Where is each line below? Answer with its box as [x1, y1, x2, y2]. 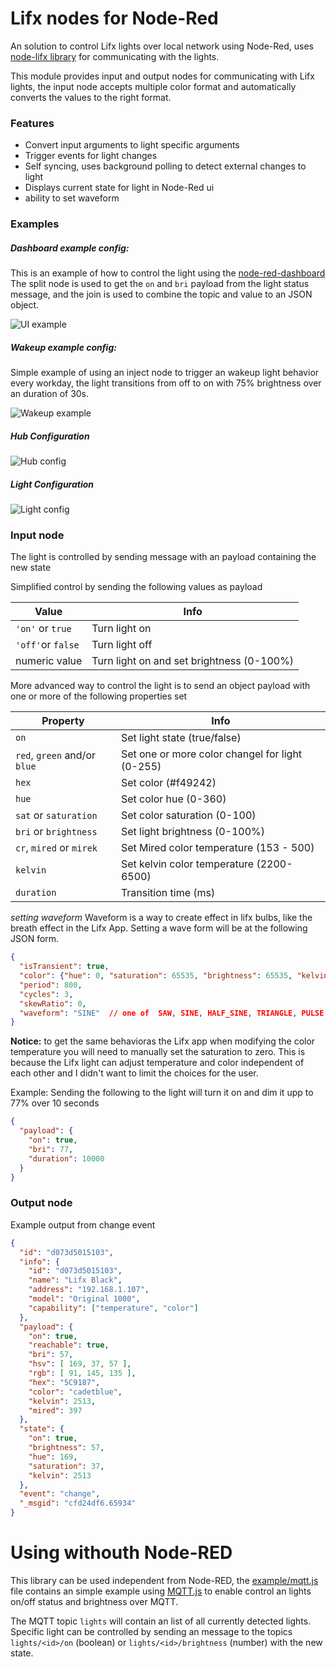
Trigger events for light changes [24, 150, 158, 162]
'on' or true [15, 622, 72, 636]
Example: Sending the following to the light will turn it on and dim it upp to [10, 1087, 314, 1099]
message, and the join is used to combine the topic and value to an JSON [10, 288, 313, 301]
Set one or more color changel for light [120, 747, 303, 761]
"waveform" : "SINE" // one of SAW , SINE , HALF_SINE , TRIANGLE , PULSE [19, 1008, 325, 1018]
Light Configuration [10, 478, 95, 490]
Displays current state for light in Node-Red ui [24, 182, 215, 194]
